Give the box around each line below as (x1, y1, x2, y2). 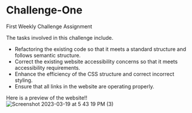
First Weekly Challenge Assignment (6, 23, 92, 30)
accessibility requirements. (14, 64, 81, 71)
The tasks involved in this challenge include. (6, 34, 114, 41)
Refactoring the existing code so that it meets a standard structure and (14, 45, 187, 53)
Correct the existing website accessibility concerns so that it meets (14, 58, 178, 65)
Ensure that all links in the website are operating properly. (14, 83, 154, 90)
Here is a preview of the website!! (6, 94, 88, 101)
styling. (14, 77, 33, 84)
